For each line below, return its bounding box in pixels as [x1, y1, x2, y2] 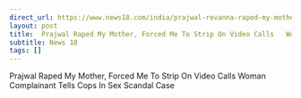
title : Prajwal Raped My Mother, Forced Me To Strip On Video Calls [9, 29, 275, 38]
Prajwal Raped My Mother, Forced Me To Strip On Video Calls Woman [9, 70, 266, 81]
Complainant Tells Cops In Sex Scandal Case [9, 80, 175, 91]
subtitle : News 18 [9, 37, 78, 47]
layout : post [9, 21, 58, 30]
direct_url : [9, 12, 54, 22]
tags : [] [9, 46, 42, 55]
